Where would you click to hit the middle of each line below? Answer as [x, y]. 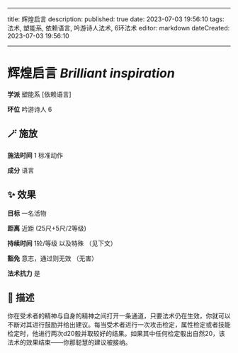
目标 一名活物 [27, 213]
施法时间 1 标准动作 [35, 155]
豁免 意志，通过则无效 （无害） [52, 258]
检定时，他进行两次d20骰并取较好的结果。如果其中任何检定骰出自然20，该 [116, 334]
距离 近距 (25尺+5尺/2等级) [47, 228]
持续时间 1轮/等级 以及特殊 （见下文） [62, 243]
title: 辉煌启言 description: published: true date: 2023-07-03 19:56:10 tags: [116, 19]
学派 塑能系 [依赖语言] [40, 94]
